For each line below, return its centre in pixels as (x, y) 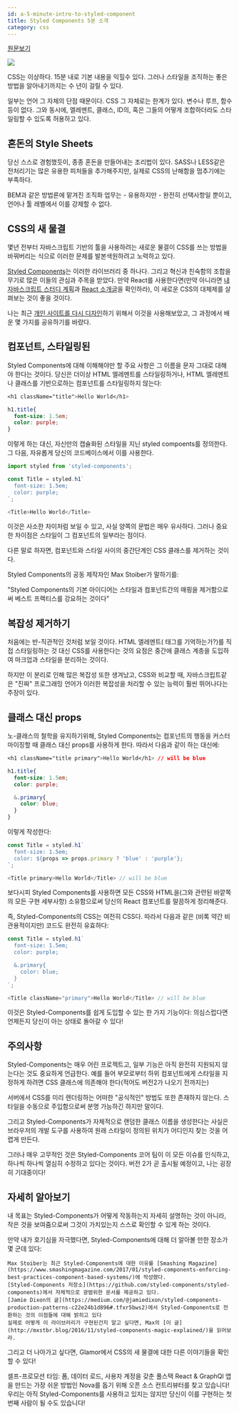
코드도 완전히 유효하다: (77, 925)
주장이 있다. (24, 693)
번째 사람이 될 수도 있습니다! (46, 1403)
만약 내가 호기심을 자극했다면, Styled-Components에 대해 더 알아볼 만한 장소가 (118, 1240)
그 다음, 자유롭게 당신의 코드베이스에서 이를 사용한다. (81, 453)
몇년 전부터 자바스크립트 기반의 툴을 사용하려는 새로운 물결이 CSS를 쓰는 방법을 (117, 247)
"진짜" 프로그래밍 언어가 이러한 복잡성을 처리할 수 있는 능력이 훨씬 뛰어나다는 (121, 684)
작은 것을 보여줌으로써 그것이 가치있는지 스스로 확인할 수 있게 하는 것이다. (109, 1225)
